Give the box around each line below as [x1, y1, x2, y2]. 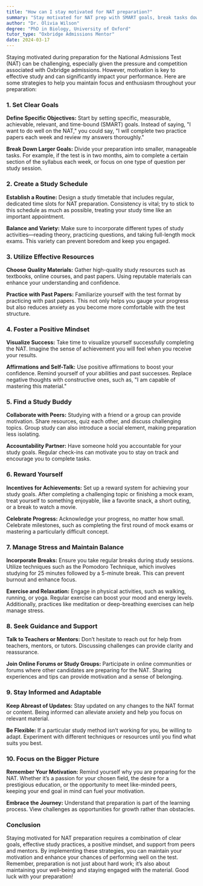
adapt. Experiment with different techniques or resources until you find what [6, 732, 196, 740]
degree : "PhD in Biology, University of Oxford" [6, 25, 131, 32]
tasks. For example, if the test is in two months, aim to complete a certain [6, 152, 188, 159]
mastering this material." [6, 383, 67, 390]
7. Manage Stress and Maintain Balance [6, 543, 124, 551]
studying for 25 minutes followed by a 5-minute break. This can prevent [6, 569, 185, 577]
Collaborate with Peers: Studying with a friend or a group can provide [6, 412, 181, 419]
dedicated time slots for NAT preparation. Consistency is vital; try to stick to [6, 200, 195, 207]
